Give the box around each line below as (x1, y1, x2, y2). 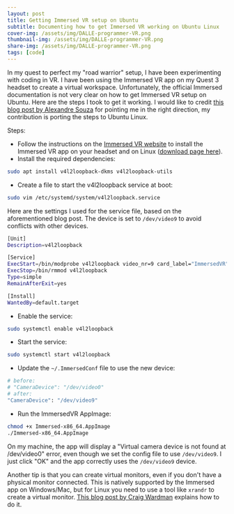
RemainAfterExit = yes (7, 280, 68, 287)
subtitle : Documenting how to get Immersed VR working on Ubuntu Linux (7, 23, 219, 30)
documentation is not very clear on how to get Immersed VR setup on (7, 90, 207, 98)
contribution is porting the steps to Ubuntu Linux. (7, 112, 148, 121)
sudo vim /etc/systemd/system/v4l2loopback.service (7, 194, 160, 201)
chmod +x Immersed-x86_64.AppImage (7, 423, 111, 430)
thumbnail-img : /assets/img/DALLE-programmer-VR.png (7, 36, 164, 43)
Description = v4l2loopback (7, 241, 82, 248)
